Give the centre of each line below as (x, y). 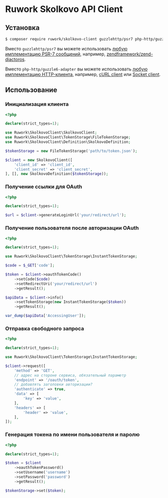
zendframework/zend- (130, 54)
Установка (22, 28)
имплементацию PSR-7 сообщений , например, (55, 54)
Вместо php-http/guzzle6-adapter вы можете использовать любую (76, 69)
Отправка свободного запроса (45, 328)
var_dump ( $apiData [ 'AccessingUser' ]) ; (45, 316)
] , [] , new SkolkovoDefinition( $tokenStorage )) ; (57, 174)
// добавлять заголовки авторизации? (53, 384)
